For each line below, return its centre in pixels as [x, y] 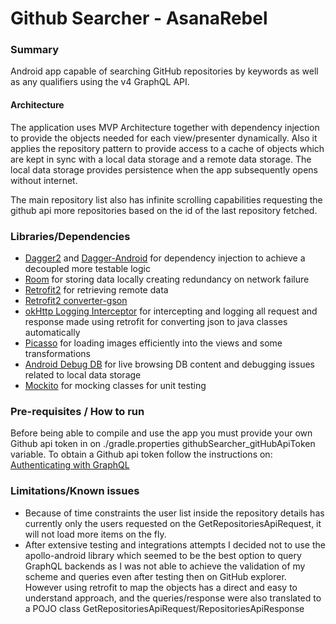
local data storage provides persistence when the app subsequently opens [164, 169]
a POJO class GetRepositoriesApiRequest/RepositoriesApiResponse [164, 608]
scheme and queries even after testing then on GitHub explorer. [155, 576]
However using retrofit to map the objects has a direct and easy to [161, 587]
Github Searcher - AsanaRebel [139, 18]
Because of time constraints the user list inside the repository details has [174, 513]
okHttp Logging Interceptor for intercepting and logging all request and [171, 311]
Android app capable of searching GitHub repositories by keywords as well [164, 71]
